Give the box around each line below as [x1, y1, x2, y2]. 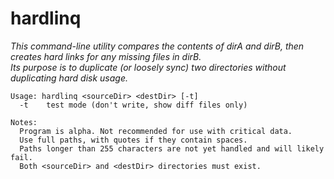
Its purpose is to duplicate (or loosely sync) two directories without [10, 61, 287, 73]
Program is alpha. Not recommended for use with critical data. [19, 126, 293, 136]
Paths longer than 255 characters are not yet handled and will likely [19, 143, 325, 154]
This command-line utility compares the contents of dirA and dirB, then [10, 40, 305, 52]
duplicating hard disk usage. [10, 72, 128, 84]
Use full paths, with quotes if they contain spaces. [19, 135, 248, 145]
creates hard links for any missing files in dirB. [10, 50, 202, 62]
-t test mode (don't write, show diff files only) [19, 100, 248, 110]
